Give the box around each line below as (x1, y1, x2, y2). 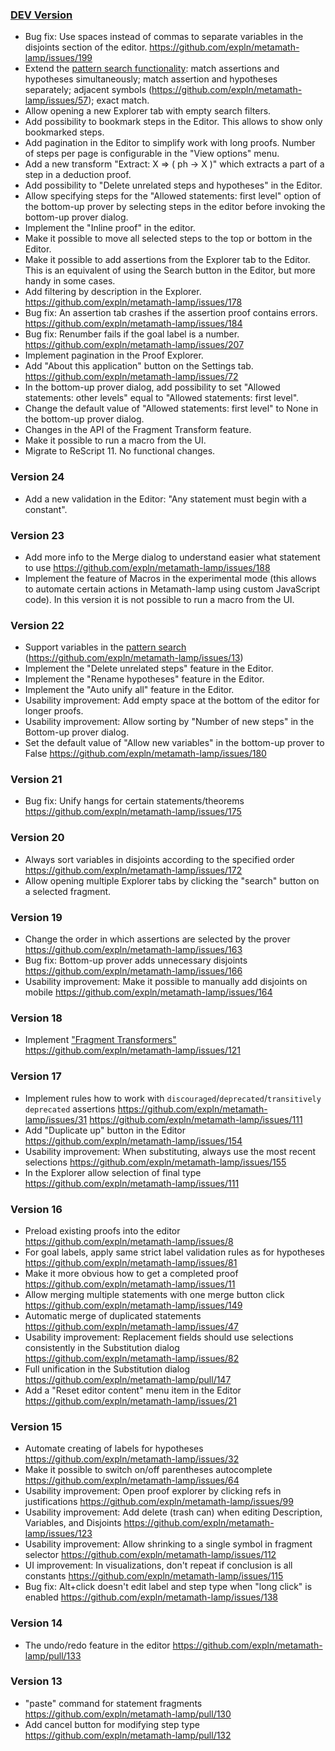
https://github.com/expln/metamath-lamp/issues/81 (24, 1256, 238, 1268)
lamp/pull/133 (24, 1649, 82, 1662)
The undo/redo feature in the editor (24, 1639, 171, 1651)
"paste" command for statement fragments (24, 1697, 203, 1709)
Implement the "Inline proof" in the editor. (24, 222, 196, 234)
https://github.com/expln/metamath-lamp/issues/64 (24, 1474, 240, 1487)
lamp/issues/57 (24, 94, 89, 107)
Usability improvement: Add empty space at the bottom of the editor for (24, 694, 320, 707)
